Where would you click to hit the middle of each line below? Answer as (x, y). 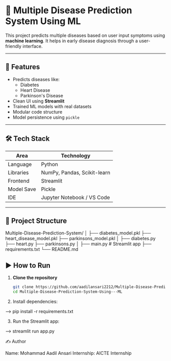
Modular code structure (37, 112)
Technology (76, 156)
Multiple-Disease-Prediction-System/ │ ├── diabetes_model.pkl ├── (78, 233)
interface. (33, 46)
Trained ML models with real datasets (52, 106)
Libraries (18, 172)
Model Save (22, 189)
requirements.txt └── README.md (42, 249)
